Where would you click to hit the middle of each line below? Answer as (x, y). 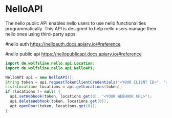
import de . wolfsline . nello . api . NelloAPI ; (50, 68)
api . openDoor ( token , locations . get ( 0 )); (53, 106)
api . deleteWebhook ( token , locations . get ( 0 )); (59, 101)
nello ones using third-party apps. (41, 34)
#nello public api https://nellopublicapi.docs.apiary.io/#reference (73, 54)
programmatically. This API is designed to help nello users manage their (81, 28)
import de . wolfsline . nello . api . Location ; (50, 63)
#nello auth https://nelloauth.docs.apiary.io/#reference (63, 44)
